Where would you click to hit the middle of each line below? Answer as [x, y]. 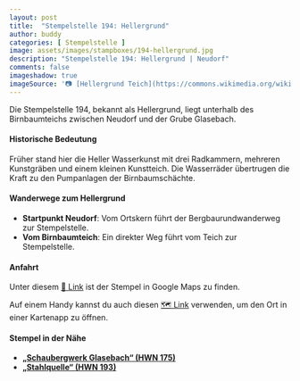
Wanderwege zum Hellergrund [67, 198]
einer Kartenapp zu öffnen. [59, 318]
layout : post [33, 17]
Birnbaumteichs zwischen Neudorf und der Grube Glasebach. [123, 119]
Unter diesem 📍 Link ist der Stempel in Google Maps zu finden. [125, 287]
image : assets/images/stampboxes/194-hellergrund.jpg [112, 51]
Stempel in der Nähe [48, 338]
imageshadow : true [43, 76]
